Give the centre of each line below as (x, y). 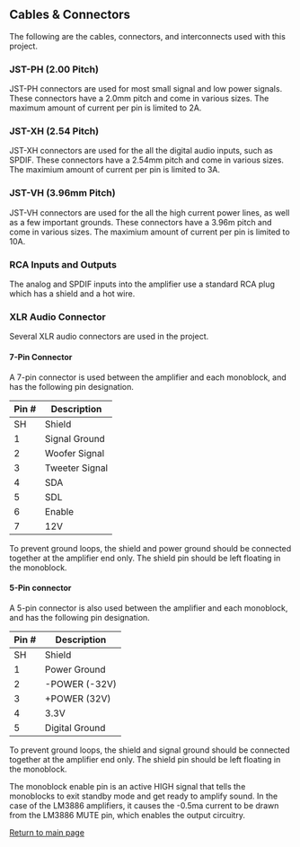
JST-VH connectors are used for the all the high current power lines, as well (150, 212)
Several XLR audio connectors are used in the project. (109, 337)
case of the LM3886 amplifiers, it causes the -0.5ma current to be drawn (144, 805)
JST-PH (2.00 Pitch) (54, 69)
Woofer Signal (75, 453)
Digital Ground (75, 728)
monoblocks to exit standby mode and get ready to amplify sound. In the (144, 796)
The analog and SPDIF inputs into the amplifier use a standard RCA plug (142, 284)
